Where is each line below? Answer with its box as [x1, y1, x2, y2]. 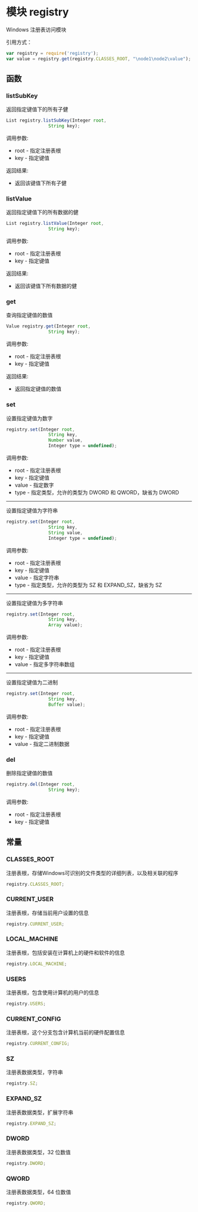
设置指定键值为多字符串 [6, 600, 63, 607]
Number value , [48, 437, 83, 443]
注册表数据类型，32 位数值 [6, 1148, 71, 1155]
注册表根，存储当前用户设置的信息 [6, 909, 89, 916]
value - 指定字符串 [14, 574, 60, 581]
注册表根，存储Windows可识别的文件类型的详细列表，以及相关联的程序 [6, 869, 179, 876]
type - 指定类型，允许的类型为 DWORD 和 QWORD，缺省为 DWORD [14, 489, 180, 496]
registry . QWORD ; [6, 1200, 46, 1206]
